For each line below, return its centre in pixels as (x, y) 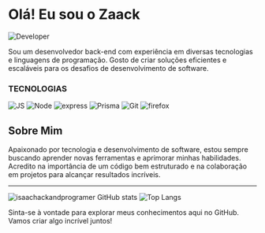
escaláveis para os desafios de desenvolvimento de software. (108, 68)
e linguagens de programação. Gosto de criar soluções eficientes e (118, 60)
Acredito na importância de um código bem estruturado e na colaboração (127, 166)
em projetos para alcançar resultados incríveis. (84, 175)
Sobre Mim (35, 130)
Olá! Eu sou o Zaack (74, 15)
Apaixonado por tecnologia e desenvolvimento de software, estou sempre (128, 150)
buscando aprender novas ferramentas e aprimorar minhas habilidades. (125, 158)
